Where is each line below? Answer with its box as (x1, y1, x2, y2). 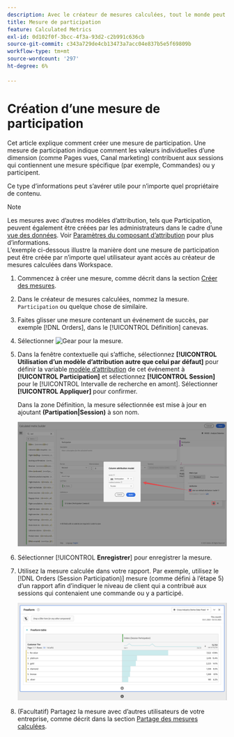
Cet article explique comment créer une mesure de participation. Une (7, 138, 206, 147)
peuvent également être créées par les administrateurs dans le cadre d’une (7, 223, 223, 232)
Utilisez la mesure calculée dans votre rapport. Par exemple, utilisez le (17, 567, 219, 576)
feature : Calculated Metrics (7, 26, 92, 33)
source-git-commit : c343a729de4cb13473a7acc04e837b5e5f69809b (7, 40, 192, 48)
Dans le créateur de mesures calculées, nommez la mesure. (17, 294, 189, 303)
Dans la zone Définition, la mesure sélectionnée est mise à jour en (17, 400, 207, 409)
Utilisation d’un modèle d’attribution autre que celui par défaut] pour (17, 357, 219, 365)
